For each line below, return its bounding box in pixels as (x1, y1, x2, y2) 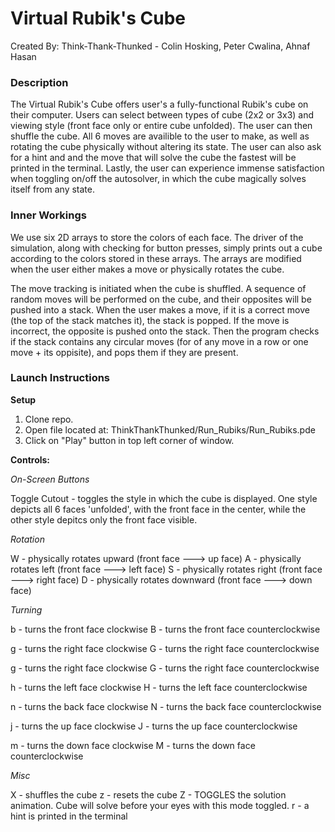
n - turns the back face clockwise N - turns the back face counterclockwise (10, 700, 322, 712)
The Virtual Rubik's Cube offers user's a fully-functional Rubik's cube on (10, 98, 309, 111)
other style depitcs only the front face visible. (10, 513, 198, 526)
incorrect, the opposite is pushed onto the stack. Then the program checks (10, 325, 320, 337)
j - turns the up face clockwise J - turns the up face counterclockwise (10, 720, 298, 732)
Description (10, 75, 69, 89)
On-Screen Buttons (10, 473, 90, 485)
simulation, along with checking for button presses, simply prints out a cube (10, 242, 323, 254)
